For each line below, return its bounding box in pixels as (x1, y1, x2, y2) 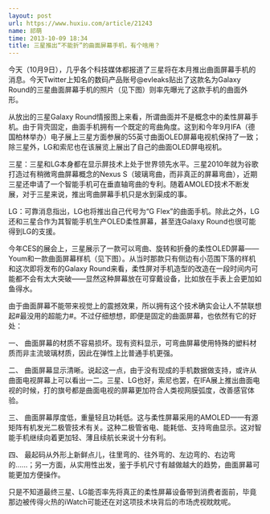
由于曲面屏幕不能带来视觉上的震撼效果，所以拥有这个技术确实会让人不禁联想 (8, 301, 262, 310)
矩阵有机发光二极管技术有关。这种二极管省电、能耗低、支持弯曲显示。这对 (8, 423, 255, 433)
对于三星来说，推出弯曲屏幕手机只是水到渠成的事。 (22, 190, 191, 199)
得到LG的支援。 (8, 227, 60, 236)
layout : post (8, 11, 52, 20)
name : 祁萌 (8, 27, 43, 35)
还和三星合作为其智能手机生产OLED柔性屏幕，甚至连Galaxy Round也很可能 (8, 216, 256, 226)
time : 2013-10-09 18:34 (8, 34, 88, 43)
